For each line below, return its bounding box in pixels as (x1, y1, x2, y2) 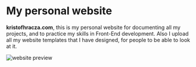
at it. (6, 43, 17, 50)
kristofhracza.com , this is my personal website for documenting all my (6, 24, 181, 31)
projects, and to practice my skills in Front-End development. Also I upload (6, 30, 189, 37)
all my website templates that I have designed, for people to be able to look (6, 36, 191, 43)
